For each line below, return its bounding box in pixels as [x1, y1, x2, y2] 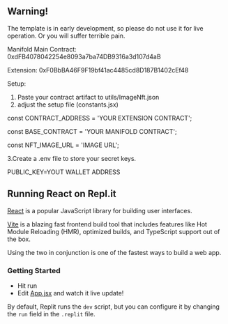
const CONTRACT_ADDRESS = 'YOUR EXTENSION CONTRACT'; [7, 114, 192, 122]
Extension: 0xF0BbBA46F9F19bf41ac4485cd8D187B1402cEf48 [7, 65, 189, 74]
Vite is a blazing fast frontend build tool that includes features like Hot [7, 219, 208, 229]
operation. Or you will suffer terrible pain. [7, 31, 126, 40]
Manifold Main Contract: [7, 45, 77, 53]
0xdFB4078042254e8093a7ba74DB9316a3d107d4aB [7, 52, 162, 61]
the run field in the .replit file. [7, 309, 96, 318]
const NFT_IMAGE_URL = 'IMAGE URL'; [7, 141, 120, 149]
